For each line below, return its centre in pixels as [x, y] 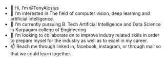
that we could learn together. [41, 54]
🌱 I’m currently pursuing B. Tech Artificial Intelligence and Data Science [85, 24]
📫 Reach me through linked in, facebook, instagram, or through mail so [86, 46]
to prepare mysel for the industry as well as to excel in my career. [79, 40]
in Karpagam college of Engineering [48, 30]
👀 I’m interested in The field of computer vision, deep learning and [80, 13]
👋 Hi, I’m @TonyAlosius [34, 8]
